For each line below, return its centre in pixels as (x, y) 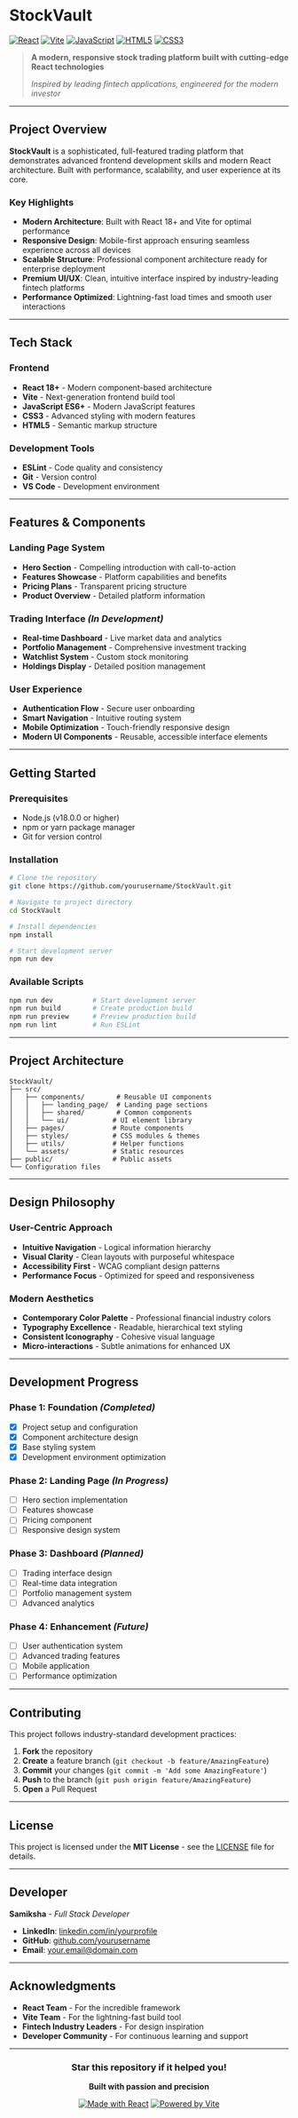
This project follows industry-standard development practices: (123, 1734)
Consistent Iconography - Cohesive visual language (118, 1337)
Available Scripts (47, 982)
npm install (31, 935)
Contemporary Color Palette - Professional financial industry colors (146, 1317)
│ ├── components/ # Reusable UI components (111, 1097)
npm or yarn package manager (78, 827)
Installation (34, 860)
